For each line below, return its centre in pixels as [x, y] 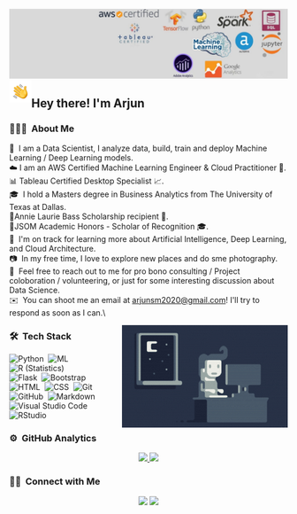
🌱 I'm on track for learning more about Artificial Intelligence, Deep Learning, [148, 238]
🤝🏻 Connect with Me [55, 481]
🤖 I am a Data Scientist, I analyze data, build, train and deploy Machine [138, 148]
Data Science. [34, 290]
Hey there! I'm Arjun [88, 103]
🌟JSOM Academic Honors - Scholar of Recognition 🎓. [109, 226]
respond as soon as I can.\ [57, 312]
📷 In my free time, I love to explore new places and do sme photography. [144, 258]
